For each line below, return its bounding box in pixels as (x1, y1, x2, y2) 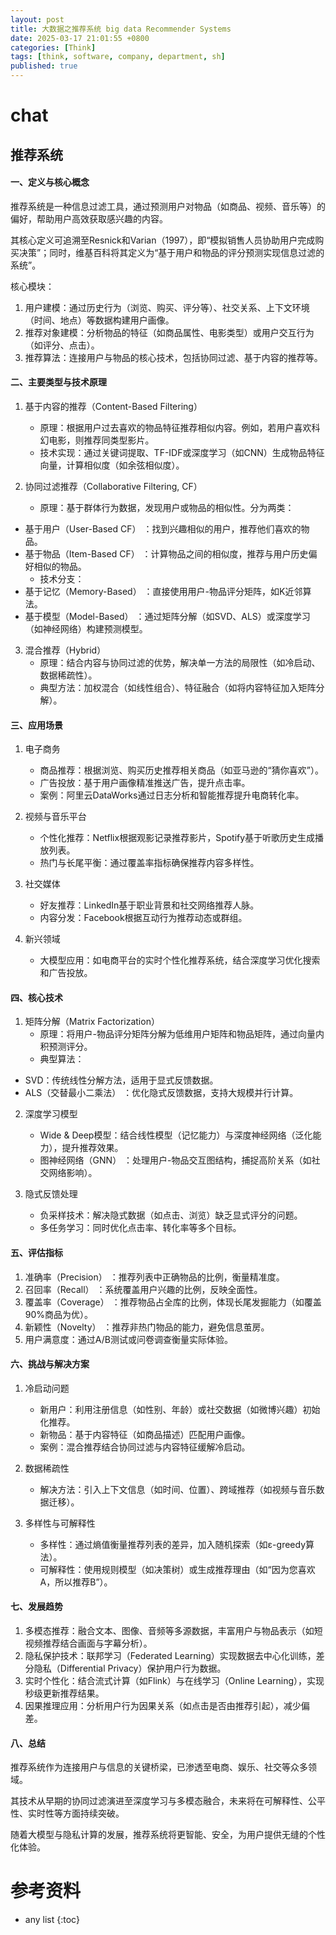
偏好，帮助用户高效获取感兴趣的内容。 (10, 212, 168, 225)
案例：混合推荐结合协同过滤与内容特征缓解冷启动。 (39, 1441, 251, 1453)
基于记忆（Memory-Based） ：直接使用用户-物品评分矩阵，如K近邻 (24, 585, 303, 597)
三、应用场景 (10, 719, 63, 731)
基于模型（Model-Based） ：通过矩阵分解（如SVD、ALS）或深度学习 (24, 610, 311, 622)
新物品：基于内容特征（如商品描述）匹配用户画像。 (39, 1428, 251, 1440)
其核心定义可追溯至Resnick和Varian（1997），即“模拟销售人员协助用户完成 (10, 234, 316, 246)
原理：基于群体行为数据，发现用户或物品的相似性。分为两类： (39, 501, 295, 513)
